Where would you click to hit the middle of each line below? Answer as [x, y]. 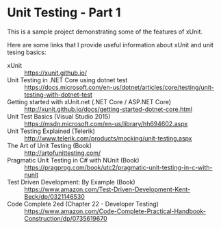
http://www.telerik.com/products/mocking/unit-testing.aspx [108, 138]
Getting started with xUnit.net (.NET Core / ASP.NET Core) [89, 101]
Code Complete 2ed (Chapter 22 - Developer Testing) [83, 204]
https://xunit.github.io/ [56, 73]
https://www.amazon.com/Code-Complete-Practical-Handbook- [115, 211]
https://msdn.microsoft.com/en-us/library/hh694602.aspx [106, 123]
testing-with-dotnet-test [58, 95]
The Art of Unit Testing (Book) [50, 145]
